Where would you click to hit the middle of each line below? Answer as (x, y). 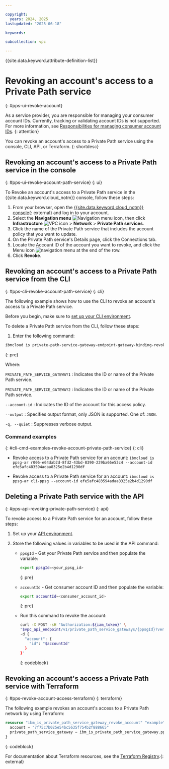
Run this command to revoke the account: (63, 616)
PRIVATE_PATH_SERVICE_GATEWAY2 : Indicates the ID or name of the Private (80, 389)
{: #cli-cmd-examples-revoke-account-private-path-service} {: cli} (75, 448)
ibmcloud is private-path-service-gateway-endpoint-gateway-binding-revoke (86, 345)
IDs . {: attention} (22, 132)
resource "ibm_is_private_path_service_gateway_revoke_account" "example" (85, 723)
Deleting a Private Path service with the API (75, 497)
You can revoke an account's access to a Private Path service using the (79, 141)
